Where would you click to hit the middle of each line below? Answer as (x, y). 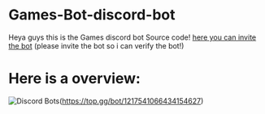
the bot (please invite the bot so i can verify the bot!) (96, 45)
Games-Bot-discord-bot (92, 15)
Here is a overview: (74, 79)
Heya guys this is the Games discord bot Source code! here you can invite (132, 37)
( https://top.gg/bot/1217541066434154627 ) (132, 101)
